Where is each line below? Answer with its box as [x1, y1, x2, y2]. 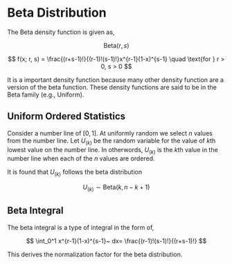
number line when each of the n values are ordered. [7, 154, 155, 163]
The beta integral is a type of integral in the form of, [7, 223, 154, 231]
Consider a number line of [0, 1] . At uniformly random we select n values [7, 129, 213, 137]
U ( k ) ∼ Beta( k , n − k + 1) [82, 183, 150, 192]
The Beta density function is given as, [7, 28, 115, 36]
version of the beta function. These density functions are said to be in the [7, 83, 217, 91]
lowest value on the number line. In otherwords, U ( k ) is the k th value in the [7, 145, 218, 156]
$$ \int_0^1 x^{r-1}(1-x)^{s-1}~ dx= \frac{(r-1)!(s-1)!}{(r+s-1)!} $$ [26, 236, 207, 245]
